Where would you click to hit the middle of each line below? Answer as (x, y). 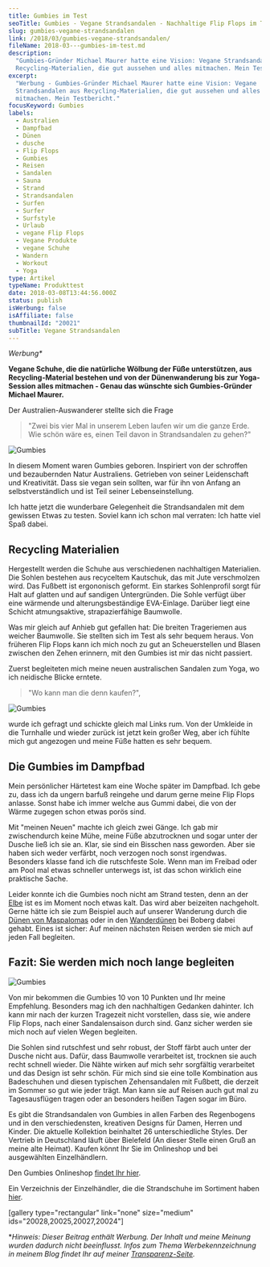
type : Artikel (32, 278)
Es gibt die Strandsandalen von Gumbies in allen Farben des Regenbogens (132, 1114)
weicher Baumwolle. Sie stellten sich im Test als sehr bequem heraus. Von (131, 636)
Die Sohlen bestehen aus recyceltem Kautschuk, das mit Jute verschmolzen (134, 578)
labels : (21, 114)
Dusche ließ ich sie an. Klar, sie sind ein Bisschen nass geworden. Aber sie (132, 844)
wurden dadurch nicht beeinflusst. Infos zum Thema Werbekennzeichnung (132, 1245)
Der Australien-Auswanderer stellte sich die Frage (91, 410)
